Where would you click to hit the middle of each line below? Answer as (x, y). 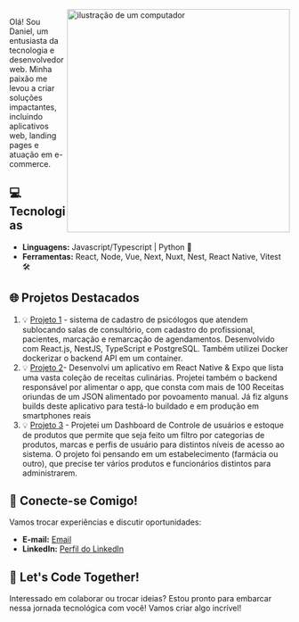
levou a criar (32, 88)
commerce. (30, 164)
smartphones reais (57, 415)
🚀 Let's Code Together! (74, 577)
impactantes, (33, 107)
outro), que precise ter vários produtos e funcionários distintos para (146, 463)
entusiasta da (34, 41)
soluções (26, 98)
